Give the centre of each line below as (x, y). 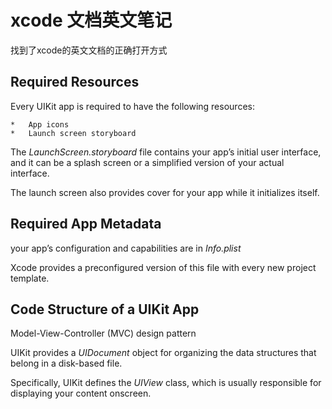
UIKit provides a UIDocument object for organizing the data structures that (163, 353)
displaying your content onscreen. (81, 393)
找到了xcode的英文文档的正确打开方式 (89, 50)
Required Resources (75, 82)
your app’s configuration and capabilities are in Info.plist (126, 248)
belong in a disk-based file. (66, 363)
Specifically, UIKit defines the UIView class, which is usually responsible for (166, 383)
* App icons (40, 124)
